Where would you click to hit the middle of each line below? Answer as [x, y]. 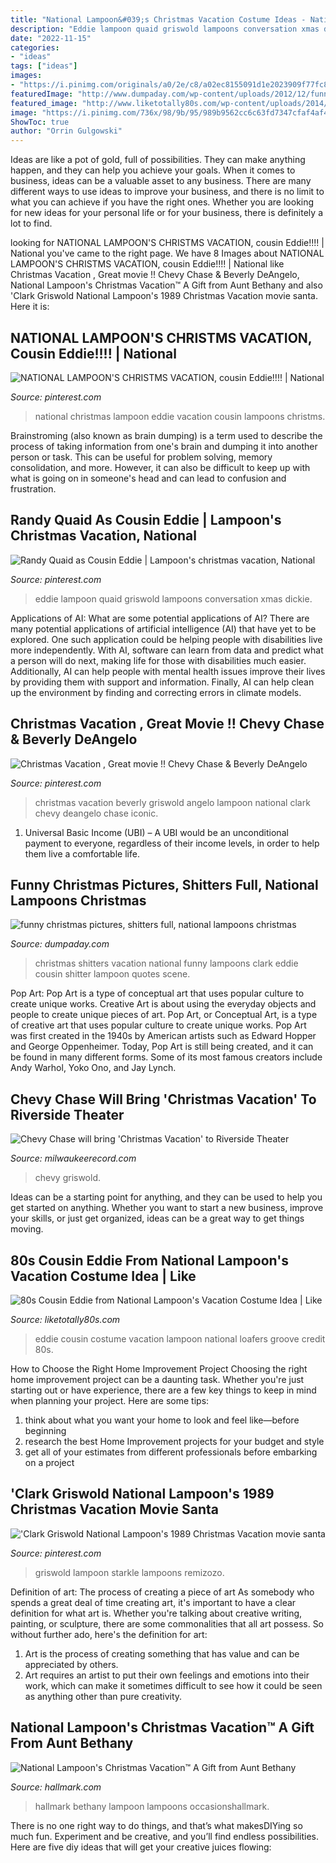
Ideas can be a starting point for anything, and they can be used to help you [166, 1197]
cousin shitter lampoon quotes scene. [112, 974]
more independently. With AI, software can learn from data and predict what [167, 650]
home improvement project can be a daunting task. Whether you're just [157, 1379]
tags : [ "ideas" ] [44, 66]
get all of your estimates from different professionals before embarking [171, 1452]
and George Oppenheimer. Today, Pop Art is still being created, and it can [162, 1047]
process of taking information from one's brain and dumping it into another [164, 446]
